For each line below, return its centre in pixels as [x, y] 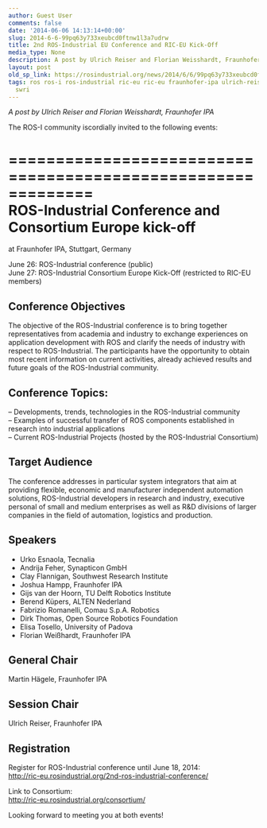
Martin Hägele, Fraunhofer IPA [58, 679]
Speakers [33, 540]
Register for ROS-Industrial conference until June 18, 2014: [104, 767]
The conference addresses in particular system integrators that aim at [122, 481]
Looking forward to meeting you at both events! [86, 815]
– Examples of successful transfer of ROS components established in [121, 420]
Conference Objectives [67, 306]
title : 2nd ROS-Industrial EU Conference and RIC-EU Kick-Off [113, 45]
